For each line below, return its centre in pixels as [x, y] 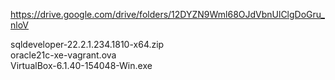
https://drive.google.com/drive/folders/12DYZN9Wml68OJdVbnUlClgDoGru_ [168, 14]
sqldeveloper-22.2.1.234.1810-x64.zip [87, 44]
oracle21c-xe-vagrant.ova [63, 55]
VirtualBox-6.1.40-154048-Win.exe [81, 65]
